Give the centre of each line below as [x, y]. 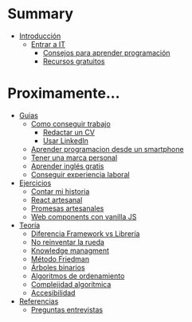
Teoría [29, 225]
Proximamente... [64, 93]
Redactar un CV [69, 132]
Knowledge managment [70, 250]
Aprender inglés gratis [67, 166]
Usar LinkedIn [65, 141]
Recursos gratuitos [74, 61]
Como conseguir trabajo [71, 123]
